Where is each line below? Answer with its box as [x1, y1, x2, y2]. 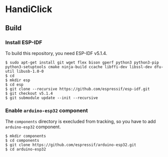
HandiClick [5, 4, 52, 15]
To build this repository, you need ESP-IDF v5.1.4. [5, 50, 107, 56]
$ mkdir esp [5, 77, 30, 83]
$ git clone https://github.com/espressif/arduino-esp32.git [5, 142, 137, 147]
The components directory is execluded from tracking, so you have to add [5, 119, 156, 125]
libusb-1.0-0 [16, 69, 44, 74]
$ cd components [5, 138, 39, 143]
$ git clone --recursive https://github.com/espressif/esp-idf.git [5, 86, 150, 91]
